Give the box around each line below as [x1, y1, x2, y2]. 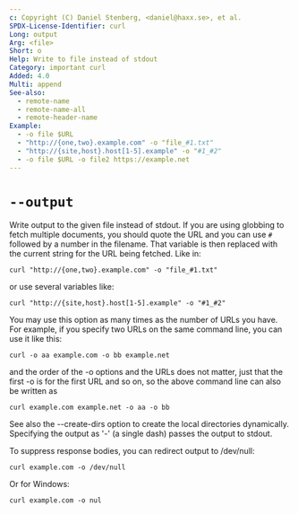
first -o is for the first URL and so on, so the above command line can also [9, 376, 282, 387]
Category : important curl [9, 64, 106, 73]
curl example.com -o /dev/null [9, 463, 126, 472]
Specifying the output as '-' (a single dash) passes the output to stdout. [9, 428, 273, 440]
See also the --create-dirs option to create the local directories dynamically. [9, 419, 289, 430]
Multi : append [9, 80, 63, 89]
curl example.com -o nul [9, 496, 102, 505]
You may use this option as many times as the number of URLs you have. [9, 315, 278, 326]
